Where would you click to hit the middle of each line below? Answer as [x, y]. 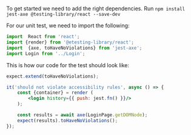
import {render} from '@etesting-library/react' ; [70, 42]
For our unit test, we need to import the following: [68, 25]
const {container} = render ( [55, 93]
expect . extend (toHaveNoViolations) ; [52, 76]
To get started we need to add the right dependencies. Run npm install [96, 8]
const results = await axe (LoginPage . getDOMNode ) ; [82, 115]
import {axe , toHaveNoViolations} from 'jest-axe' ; [74, 48]
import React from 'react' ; [43, 37]
